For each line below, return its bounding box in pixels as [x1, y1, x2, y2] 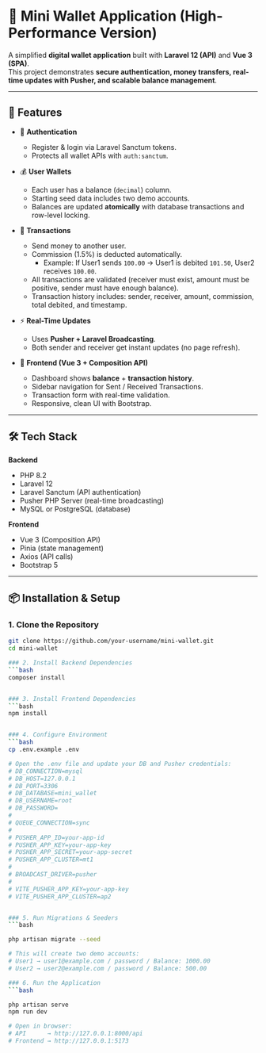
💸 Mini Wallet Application [8, 7, 177, 25]
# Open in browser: [8, 1022, 73, 1030]
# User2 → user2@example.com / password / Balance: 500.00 [8, 964, 207, 972]
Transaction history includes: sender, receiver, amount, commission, [31, 291, 255, 301]
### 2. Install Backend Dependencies [8, 659, 133, 667]
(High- [179, 7, 223, 25]
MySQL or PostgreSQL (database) [19, 504, 131, 514]
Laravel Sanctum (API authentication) [19, 487, 142, 496]
